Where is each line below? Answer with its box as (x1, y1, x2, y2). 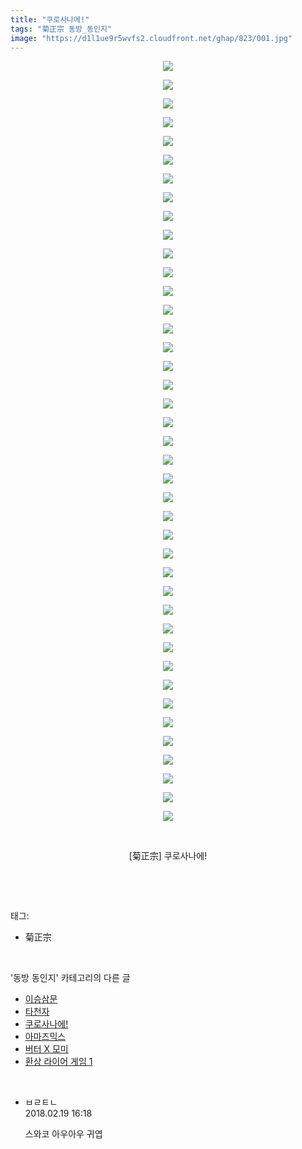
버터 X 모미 (24, 1043, 69, 1055)
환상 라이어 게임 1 (24, 1056, 93, 1068)
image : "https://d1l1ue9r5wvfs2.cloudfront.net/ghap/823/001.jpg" (10, 33, 293, 43)
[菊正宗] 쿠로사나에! (128, 850, 208, 862)
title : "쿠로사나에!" (10, 14, 90, 25)
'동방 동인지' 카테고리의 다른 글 (10, 972, 131, 984)
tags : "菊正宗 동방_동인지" (10, 24, 112, 34)
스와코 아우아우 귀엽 (24, 1128, 103, 1140)
